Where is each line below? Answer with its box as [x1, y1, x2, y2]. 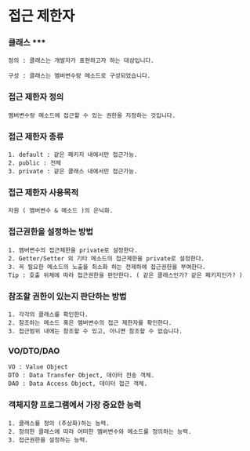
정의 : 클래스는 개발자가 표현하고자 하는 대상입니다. [8, 56, 154, 65]
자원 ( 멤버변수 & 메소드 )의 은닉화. [8, 207, 114, 215]
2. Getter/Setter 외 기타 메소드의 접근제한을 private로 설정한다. [8, 254, 205, 263]
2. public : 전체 [8, 159, 61, 167]
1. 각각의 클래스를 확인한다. [8, 311, 89, 318]
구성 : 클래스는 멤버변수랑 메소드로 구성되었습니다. [8, 72, 151, 80]
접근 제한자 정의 [8, 92, 64, 103]
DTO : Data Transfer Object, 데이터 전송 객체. [8, 372, 155, 380]
